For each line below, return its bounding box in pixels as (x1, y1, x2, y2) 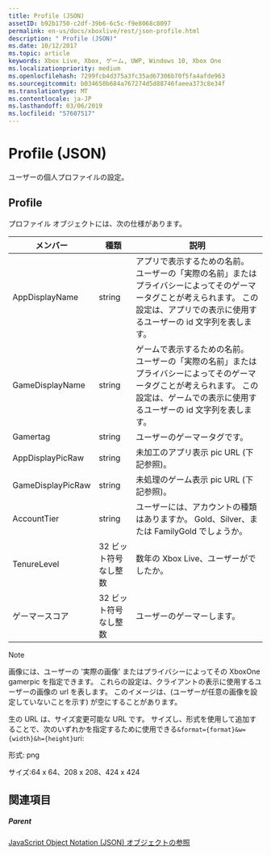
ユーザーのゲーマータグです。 (135, 431, 248, 442)
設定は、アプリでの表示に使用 (135, 304, 249, 315)
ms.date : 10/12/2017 (8, 42, 78, 50)
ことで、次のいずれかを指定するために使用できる (15, 724, 177, 734)
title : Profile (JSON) (8, 11, 85, 20)
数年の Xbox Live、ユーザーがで (135, 552, 256, 564)
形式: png (8, 750, 40, 760)
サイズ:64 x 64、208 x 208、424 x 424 (8, 767, 140, 777)
